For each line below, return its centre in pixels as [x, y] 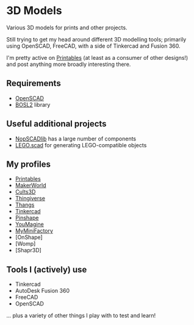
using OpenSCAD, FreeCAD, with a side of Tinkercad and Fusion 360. [94, 46]
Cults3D [25, 192]
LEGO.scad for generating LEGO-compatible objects [81, 145]
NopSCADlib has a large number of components [75, 139]
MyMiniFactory [34, 231]
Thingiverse [30, 199]
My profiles [28, 164]
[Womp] [25, 244]
